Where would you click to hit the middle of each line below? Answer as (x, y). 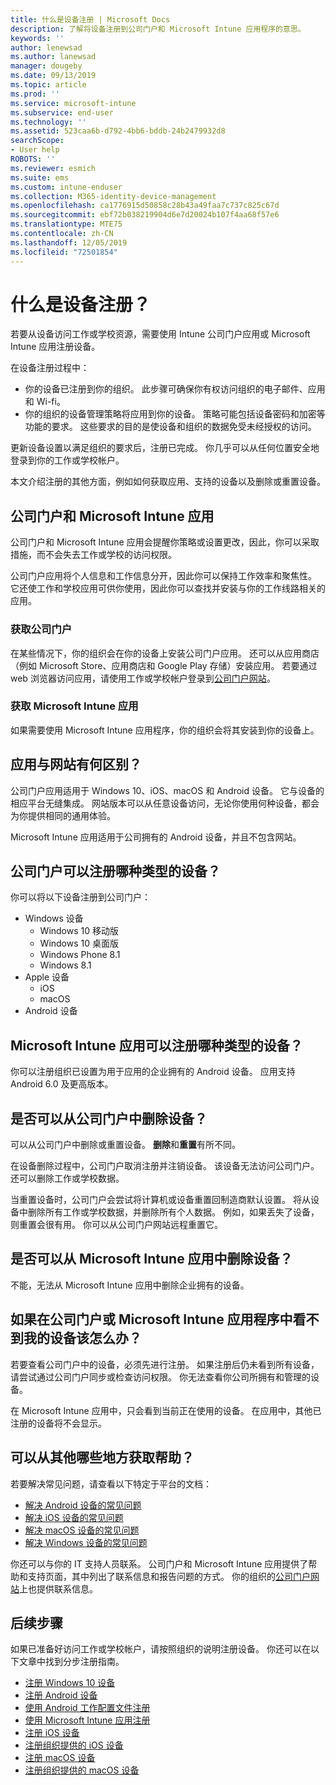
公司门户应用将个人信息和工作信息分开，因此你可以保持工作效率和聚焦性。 (163, 576)
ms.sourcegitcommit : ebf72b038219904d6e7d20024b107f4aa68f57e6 (145, 215)
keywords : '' (37, 38)
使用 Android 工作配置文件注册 (87, 1708)
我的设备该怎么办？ (82, 1338)
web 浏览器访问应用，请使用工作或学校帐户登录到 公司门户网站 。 (143, 678)
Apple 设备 (47, 977)
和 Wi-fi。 (45, 402)
